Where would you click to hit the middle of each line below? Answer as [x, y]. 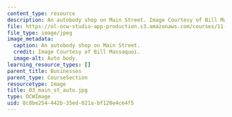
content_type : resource [41, 13]
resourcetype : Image [37, 84]
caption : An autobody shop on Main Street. [77, 45]
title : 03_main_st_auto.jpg [48, 90]
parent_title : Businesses [44, 71]
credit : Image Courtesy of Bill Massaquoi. [77, 52]
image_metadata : [30, 39]
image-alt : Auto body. [46, 58]
